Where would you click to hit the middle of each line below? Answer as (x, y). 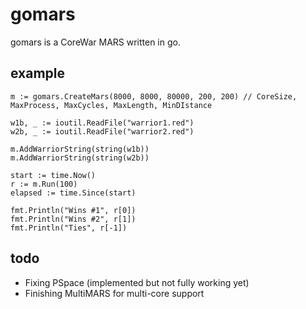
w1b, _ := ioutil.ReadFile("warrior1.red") (102, 123)
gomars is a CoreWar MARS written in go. (95, 42)
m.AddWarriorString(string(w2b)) (80, 158)
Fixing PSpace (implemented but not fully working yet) (137, 282)
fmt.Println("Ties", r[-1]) (69, 228)
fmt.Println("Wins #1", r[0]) (73, 210)
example (38, 73)
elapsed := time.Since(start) (73, 193)
